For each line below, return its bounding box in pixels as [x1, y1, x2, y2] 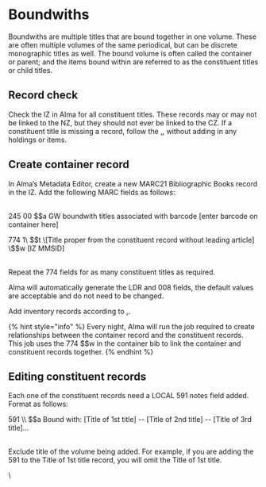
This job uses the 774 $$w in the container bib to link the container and [8, 339, 241, 348]
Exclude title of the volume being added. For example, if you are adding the [8, 447, 254, 457]
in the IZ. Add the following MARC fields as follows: [8, 187, 176, 197]
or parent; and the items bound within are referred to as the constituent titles [8, 57, 259, 67]
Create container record [8, 158, 129, 171]
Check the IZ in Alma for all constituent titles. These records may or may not [8, 109, 257, 119]
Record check [8, 89, 79, 102]
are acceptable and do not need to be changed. [8, 291, 164, 301]
